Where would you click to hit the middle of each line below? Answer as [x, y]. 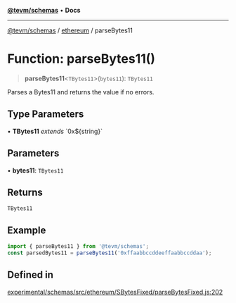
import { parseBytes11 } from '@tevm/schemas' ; [78, 247]
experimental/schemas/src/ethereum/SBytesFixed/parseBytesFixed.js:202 [115, 292]
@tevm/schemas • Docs [44, 10]
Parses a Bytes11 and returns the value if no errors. [81, 92]
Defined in [31, 275]
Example [27, 230]
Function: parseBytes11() [81, 59]
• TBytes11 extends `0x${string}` [55, 131]
